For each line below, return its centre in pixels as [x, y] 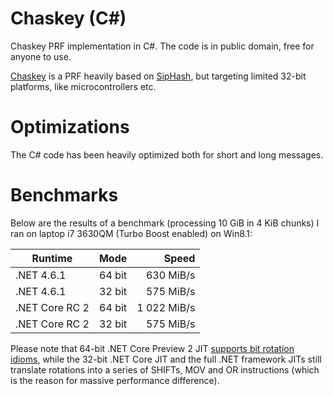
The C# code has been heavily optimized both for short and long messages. [167, 154]
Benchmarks [64, 195]
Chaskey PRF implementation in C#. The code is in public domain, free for [162, 46]
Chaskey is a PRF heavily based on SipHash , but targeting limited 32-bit [158, 76]
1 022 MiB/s [166, 307]
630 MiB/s [170, 275]
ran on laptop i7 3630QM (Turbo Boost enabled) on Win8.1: [131, 233]
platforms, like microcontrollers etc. [83, 86]
